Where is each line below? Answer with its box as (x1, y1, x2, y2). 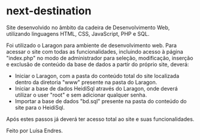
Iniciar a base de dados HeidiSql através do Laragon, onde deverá (14, 85, 178, 92)
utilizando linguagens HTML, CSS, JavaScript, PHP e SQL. (6, 30, 150, 37)
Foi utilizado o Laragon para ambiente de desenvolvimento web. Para (6, 42, 177, 49)
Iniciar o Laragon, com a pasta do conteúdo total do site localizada (14, 72, 180, 79)
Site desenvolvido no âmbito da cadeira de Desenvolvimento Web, (6, 24, 170, 31)
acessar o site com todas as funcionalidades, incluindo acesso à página (6, 48, 184, 55)
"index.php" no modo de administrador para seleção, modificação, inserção (6, 54, 193, 61)
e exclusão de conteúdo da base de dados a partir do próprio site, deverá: (6, 61, 189, 68)
